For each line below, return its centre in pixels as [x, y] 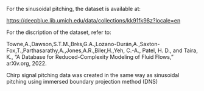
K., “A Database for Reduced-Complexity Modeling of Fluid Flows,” [90, 57]
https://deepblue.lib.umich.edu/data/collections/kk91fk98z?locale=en [93, 20]
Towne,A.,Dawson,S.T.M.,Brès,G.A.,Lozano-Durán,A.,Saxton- [83, 44]
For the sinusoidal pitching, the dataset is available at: [74, 9]
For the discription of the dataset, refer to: [59, 32]
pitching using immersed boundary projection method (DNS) [82, 82]
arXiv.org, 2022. [26, 63]
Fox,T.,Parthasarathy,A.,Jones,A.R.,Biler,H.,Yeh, [66, 50]
